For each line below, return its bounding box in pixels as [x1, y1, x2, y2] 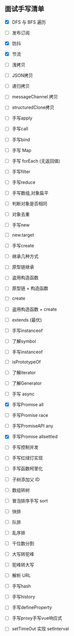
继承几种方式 [11, 253, 38, 259]
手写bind [11, 136, 30, 142]
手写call [11, 126, 28, 132]
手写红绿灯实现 [11, 455, 43, 461]
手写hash [11, 583, 31, 589]
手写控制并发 [11, 444, 38, 450]
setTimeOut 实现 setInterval [11, 626, 69, 632]
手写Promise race [11, 412, 48, 418]
